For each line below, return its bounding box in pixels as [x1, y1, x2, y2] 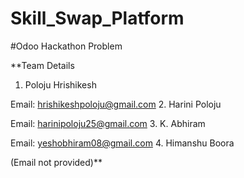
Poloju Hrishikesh [24, 78, 97, 91]
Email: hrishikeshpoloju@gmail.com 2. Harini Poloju [10, 98, 222, 110]
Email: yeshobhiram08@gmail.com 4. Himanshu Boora [10, 137, 235, 149]
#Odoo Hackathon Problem [10, 40, 123, 52]
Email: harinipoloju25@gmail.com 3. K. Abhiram [10, 117, 206, 129]
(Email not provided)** [10, 156, 103, 168]
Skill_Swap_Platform [10, 7, 185, 30]
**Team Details [10, 59, 75, 71]
